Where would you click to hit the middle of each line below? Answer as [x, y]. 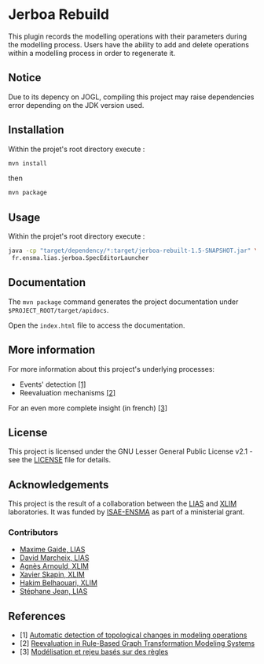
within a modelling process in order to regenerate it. [92, 53]
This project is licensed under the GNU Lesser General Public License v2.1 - [130, 451]
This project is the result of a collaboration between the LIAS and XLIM [123, 504]
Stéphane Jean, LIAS [53, 592]
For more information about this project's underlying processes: [111, 369]
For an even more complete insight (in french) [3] [88, 408]
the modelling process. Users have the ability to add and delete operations [129, 44]
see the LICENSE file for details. [60, 460]
